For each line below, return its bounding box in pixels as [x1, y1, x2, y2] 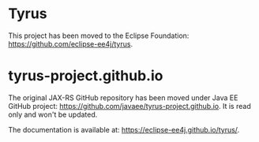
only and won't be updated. [8, 110, 98, 119]
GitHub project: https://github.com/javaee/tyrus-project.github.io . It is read [8, 101, 251, 110]
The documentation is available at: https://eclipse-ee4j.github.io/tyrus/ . [8, 125, 240, 134]
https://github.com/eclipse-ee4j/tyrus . [8, 39, 133, 48]
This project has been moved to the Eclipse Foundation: [8, 31, 190, 40]
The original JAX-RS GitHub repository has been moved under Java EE [8, 92, 238, 103]
